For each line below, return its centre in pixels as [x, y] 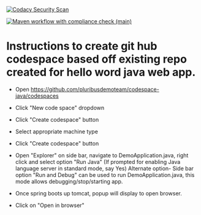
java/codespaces [37, 96]
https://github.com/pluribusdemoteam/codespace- [95, 89]
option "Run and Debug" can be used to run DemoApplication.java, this [105, 174]
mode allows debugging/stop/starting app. [69, 181]
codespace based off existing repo [97, 59]
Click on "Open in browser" [50, 205]
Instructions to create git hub [82, 46]
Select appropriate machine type [56, 131]
